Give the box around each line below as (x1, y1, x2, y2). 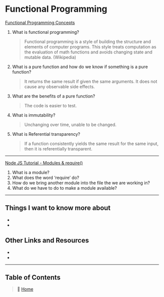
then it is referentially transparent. (24, 146, 93, 151)
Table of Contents (5, 273, 61, 281)
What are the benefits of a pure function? (12, 93, 95, 99)
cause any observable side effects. (24, 83, 95, 89)
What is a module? (12, 169, 50, 175)
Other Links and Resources (5, 236, 89, 245)
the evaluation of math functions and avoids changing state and (24, 49, 153, 55)
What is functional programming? (12, 29, 80, 35)
